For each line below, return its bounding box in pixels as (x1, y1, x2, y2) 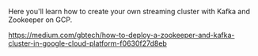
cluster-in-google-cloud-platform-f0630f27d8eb (8, 39, 168, 48)
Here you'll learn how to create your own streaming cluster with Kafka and (8, 7, 251, 16)
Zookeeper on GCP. (8, 15, 73, 24)
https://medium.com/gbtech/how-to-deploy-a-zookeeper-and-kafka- (8, 31, 235, 39)
